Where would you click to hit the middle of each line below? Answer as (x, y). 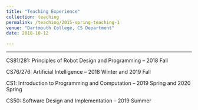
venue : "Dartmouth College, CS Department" (60, 28)
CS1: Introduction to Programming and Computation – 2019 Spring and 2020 (98, 83)
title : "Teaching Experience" (43, 11)
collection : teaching (33, 17)
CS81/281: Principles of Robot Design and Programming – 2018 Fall (87, 61)
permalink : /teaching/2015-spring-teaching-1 (63, 22)
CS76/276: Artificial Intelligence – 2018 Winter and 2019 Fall (79, 72)
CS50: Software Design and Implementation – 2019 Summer (79, 101)
